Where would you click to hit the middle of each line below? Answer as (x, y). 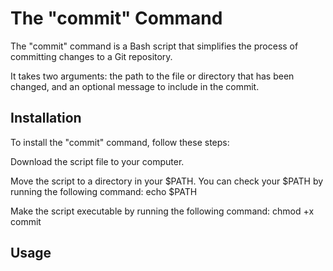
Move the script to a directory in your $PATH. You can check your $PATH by (167, 181)
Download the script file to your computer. (97, 161)
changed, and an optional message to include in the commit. (135, 86)
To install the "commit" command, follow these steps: (120, 142)
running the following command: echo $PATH (104, 191)
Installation (46, 118)
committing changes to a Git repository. (91, 56)
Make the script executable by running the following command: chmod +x (162, 211)
